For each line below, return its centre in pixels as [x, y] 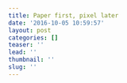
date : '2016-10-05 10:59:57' [56, 23]
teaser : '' [26, 45]
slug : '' [23, 67]
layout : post [30, 30]
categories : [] [33, 38]
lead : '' [23, 52]
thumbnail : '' [32, 60]
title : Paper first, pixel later [63, 15]
